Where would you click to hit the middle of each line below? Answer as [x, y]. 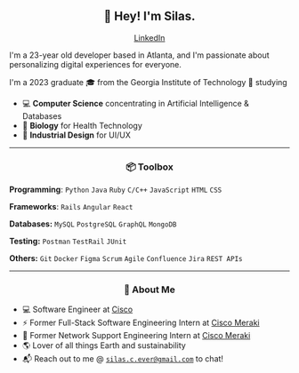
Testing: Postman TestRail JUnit [68, 242]
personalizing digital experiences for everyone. [96, 64]
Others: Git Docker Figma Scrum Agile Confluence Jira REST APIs [126, 258]
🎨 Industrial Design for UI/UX [77, 135]
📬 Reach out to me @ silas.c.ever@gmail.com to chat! [123, 359]
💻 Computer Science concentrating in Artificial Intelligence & [135, 103]
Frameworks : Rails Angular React [71, 207]
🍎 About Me [149, 290]
